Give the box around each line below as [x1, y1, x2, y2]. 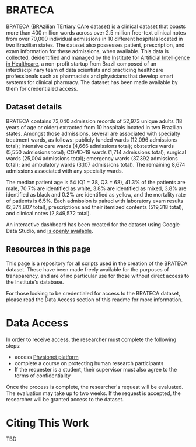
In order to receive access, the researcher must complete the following [6, 336, 177, 343]
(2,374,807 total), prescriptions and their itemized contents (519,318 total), [6, 203, 184, 211]
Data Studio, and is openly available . [6, 227, 93, 234]
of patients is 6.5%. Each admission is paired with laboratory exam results [6, 197, 184, 204]
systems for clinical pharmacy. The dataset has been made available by [6, 78, 178, 85]
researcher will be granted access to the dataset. [6, 396, 124, 403]
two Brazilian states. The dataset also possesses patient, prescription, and [6, 42, 185, 49]
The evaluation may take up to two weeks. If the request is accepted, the [6, 390, 181, 397]
